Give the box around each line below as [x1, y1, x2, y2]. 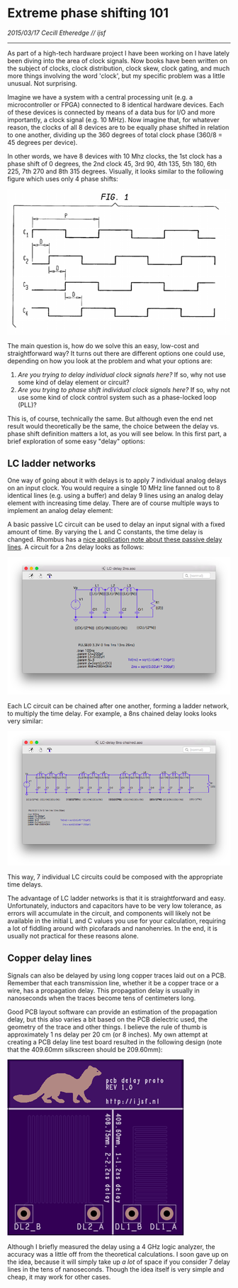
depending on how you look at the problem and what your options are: [7, 357, 212, 365]
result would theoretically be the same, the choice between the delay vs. [7, 421, 220, 431]
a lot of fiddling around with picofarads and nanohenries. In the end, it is [7, 924, 218, 933]
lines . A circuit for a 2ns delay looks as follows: [7, 543, 144, 551]
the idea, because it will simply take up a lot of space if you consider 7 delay [7, 1257, 230, 1266]
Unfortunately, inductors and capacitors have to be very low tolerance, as [7, 902, 222, 910]
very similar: [7, 717, 44, 725]
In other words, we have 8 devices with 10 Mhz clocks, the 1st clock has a [7, 151, 222, 161]
